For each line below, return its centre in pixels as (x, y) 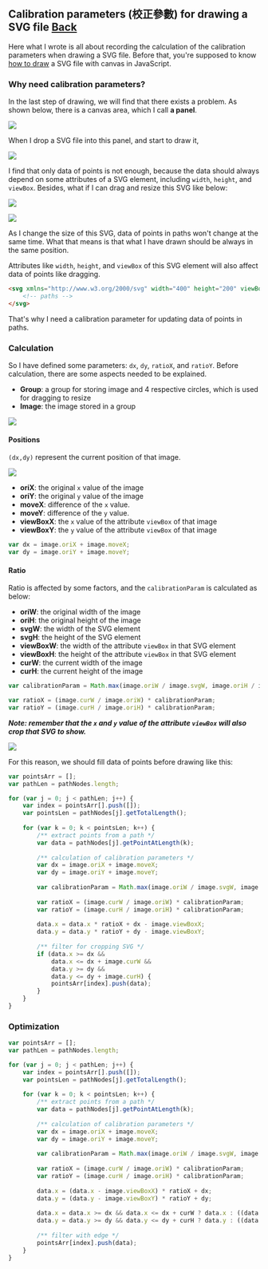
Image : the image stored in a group (78, 406)
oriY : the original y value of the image (82, 496)
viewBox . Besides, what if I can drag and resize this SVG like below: (118, 188)
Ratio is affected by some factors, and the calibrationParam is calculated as (133, 588)
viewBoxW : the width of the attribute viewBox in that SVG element (128, 646)
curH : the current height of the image (81, 671)
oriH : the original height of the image (80, 620)
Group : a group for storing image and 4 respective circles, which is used (139, 389)
